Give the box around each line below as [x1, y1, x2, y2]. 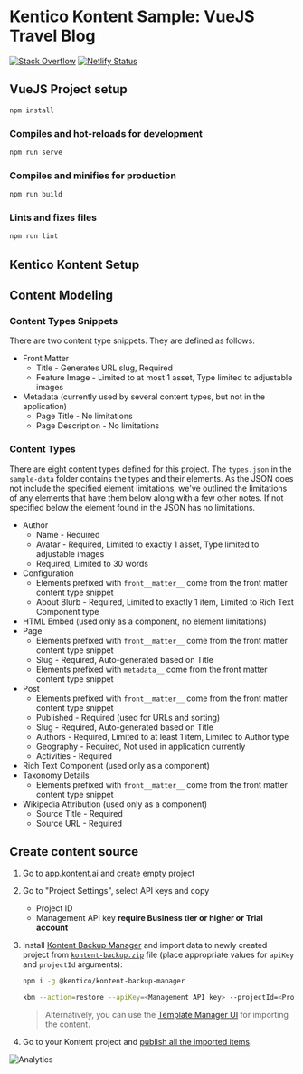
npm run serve [9, 148, 63, 157]
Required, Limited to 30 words [35, 558, 149, 569]
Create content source [9, 844, 139, 859]
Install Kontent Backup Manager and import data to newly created [22, 940, 268, 951]
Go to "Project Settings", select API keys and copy [22, 886, 210, 897]
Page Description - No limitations [35, 420, 160, 431]
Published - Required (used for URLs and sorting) [35, 712, 221, 723]
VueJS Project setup [9, 82, 128, 97]
